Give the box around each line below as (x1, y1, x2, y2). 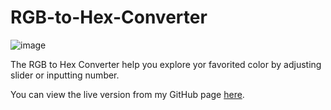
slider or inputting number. (10, 69, 120, 81)
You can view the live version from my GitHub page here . (10, 88, 245, 100)
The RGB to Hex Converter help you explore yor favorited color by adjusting (10, 58, 322, 70)
